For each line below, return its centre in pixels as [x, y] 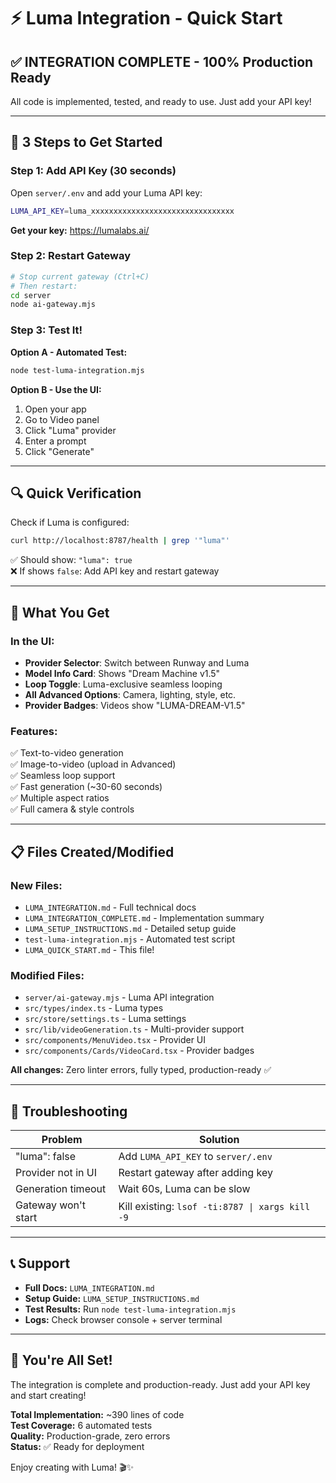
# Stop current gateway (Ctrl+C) [80, 276]
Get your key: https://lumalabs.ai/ [80, 230]
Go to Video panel [62, 419]
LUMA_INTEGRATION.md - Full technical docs [110, 907]
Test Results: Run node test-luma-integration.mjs [130, 1309]
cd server [31, 295]
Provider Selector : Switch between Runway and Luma [137, 662]
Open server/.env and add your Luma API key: [106, 192]
